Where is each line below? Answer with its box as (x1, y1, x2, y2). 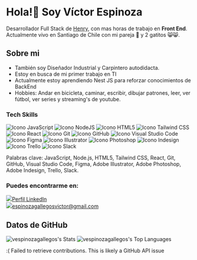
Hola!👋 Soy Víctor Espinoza (6, 5, 143, 19)
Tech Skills (6, 110, 38, 118)
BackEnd (14, 83, 37, 90)
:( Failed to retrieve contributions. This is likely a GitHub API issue (6, 247, 165, 254)
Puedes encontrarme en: (6, 181, 79, 190)
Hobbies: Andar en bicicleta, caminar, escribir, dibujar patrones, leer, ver (14, 89, 191, 97)
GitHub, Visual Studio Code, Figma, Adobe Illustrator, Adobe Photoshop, (6, 161, 182, 168)
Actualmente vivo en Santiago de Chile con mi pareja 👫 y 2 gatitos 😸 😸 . (6, 31, 180, 38)
